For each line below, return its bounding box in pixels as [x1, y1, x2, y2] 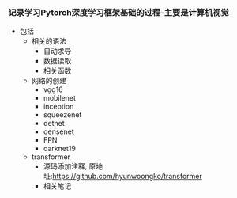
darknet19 [43, 144, 77, 154]
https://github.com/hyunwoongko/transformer [52, 172, 203, 181]
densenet [43, 127, 74, 136]
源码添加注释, [43, 162, 88, 171]
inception [43, 101, 74, 112]
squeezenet [43, 110, 82, 120]
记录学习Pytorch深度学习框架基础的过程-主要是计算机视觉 [8, 6, 229, 17]
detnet [43, 119, 65, 128]
